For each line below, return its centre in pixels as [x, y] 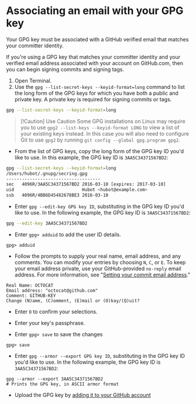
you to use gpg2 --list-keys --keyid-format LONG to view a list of [100, 127]
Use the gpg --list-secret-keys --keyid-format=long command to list [100, 87]
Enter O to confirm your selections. [56, 312]
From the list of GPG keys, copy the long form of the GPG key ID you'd [99, 151]
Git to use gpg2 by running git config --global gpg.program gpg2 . [100, 140]
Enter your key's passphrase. [50, 323]
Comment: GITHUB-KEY [31, 296]
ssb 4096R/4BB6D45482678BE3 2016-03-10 [57, 195]
